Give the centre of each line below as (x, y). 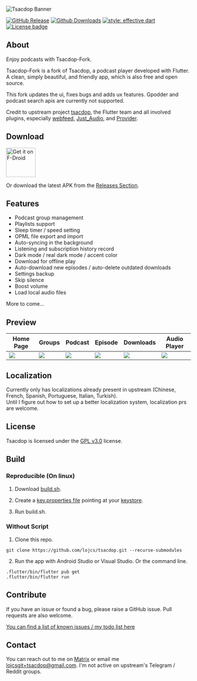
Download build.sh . (38, 489)
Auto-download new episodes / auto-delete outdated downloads (93, 267)
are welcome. (23, 408)
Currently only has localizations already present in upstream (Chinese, (91, 389)
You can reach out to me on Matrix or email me (63, 659)
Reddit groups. (24, 672)
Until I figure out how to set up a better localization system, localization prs (96, 402)
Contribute (26, 595)
